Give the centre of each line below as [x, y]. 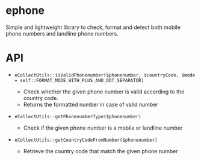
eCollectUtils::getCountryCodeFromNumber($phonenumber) [86, 140]
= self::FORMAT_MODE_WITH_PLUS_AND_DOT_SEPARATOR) [79, 80]
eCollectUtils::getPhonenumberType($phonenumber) [78, 116]
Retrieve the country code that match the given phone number [100, 151]
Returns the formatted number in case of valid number [91, 104]
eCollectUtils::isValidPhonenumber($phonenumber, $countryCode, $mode [105, 75]
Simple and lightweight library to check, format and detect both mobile [93, 27]
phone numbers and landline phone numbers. [62, 33]
